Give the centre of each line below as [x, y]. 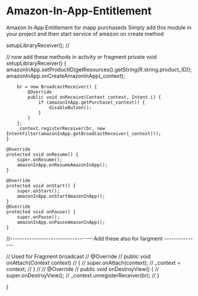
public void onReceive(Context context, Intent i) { [95, 97]
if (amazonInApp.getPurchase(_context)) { [92, 102]
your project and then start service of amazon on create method [85, 33]
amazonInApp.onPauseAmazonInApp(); [61, 222]
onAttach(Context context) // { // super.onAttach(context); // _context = [93, 263]
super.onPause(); [38, 217]
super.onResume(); [40, 160]
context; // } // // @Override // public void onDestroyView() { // [83, 269]
